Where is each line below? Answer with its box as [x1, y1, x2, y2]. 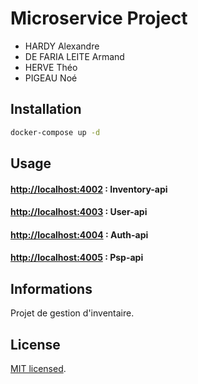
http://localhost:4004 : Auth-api [10, 228, 149, 241]
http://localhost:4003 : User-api [10, 206, 148, 218]
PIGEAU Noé [24, 72, 78, 84]
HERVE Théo [24, 61, 78, 73]
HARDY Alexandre [24, 40, 100, 52]
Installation [10, 101, 82, 118]
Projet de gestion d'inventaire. [10, 307, 135, 319]
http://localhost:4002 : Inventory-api [10, 183, 168, 195]
